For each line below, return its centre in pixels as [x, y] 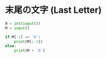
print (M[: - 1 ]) [28, 42]
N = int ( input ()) [23, 23]
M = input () [17, 28]
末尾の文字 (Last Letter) [53, 10]
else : [11, 46]
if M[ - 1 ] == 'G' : [23, 37]
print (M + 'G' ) [30, 51]
